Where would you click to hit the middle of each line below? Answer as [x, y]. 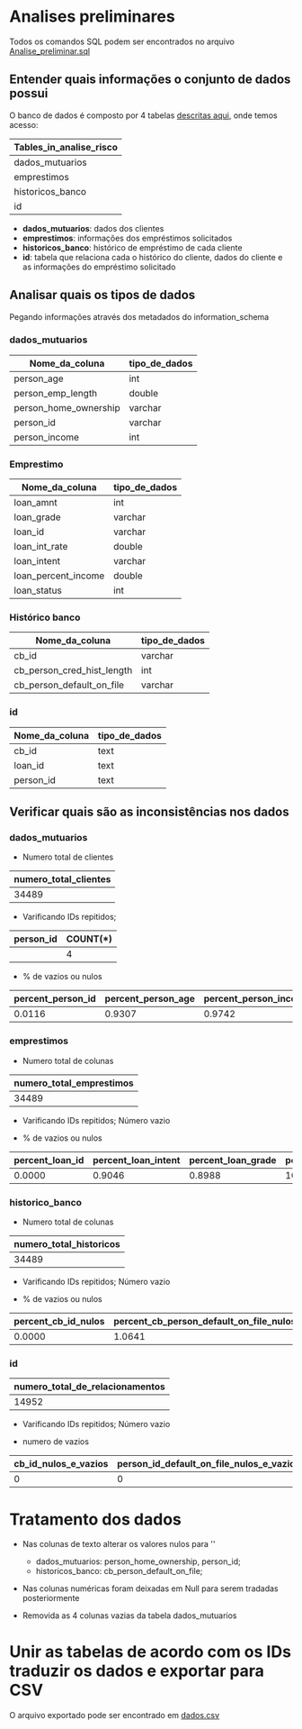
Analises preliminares [92, 17]
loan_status [38, 590]
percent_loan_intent [137, 1160]
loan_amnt [36, 503]
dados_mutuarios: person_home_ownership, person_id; [138, 1561]
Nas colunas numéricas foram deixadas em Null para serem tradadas [150, 1588]
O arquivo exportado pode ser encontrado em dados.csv [115, 1715]
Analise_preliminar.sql [50, 50]
